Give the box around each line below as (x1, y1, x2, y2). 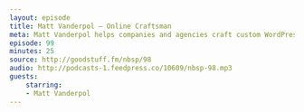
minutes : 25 (9, 47, 54, 56)
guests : (9, 72, 39, 81)
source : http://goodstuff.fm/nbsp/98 (9, 55, 152, 64)
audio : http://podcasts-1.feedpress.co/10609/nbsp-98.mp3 (9, 64, 233, 73)
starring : (25, 80, 63, 89)
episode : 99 (9, 38, 54, 48)
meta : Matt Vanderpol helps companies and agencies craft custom (9, 30, 261, 39)
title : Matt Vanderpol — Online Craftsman (9, 22, 172, 31)
